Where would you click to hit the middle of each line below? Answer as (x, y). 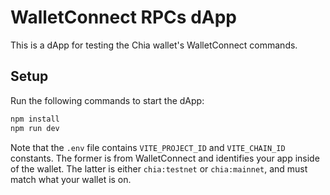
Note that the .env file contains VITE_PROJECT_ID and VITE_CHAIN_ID (148, 147)
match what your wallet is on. (71, 179)
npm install (35, 119)
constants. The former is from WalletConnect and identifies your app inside (165, 158)
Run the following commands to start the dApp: (107, 100)
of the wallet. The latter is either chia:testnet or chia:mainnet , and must (159, 168)
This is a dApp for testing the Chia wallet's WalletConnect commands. (154, 45)
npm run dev (35, 128)
